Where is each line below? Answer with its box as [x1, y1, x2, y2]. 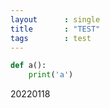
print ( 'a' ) [28, 70, 74, 80]
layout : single [10, 14, 101, 25]
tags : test [10, 33, 92, 43]
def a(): [10, 61, 47, 71]
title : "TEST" [10, 24, 101, 34]
